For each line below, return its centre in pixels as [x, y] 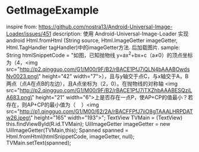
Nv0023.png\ [22, 76]
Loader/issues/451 [29, 34]
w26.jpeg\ [18, 117]
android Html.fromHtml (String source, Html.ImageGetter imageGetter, [92, 40]
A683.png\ [19, 97]
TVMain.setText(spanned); [39, 143]
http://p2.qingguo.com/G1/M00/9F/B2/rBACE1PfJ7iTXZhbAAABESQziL [106, 90]
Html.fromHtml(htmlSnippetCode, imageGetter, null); [70, 136]
